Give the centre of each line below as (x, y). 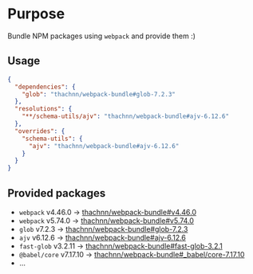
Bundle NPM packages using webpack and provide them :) (102, 36)
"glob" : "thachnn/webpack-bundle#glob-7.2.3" (99, 94)
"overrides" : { (40, 131)
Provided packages (57, 193)
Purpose (36, 14)
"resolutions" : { (43, 109)
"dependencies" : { (45, 87)
